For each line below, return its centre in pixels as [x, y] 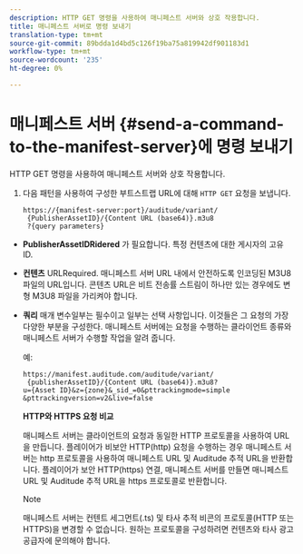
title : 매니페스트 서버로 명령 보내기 [70, 26]
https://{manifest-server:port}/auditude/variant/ [120, 210]
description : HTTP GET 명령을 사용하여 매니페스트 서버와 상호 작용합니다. [135, 18]
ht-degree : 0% [36, 69]
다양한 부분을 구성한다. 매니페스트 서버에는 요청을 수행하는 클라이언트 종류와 [157, 326]
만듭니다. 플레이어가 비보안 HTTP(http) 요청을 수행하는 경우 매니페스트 [157, 447]
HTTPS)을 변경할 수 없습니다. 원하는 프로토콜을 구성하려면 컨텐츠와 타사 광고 [158, 529]
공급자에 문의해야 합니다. [66, 540]
